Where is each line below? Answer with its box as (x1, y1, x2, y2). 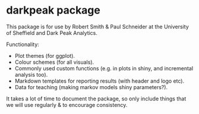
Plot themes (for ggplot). (14, 52, 75, 59)
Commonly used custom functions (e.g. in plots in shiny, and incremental (14, 64, 194, 71)
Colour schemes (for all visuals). (14, 58, 94, 66)
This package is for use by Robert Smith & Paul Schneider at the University (6, 23, 189, 30)
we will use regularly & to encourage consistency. (6, 101, 128, 108)
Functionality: (6, 41, 40, 48)
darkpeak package (6, 4, 101, 17)
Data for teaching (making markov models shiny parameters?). (14, 83, 168, 90)
